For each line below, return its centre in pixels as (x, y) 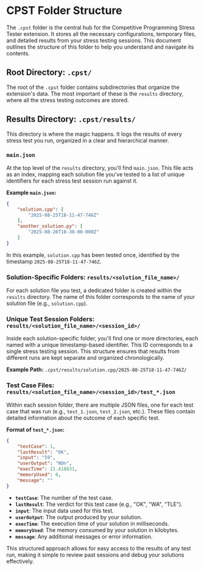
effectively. (20, 561)
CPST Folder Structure (65, 11)
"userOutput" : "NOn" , (44, 463)
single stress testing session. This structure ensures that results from (93, 351)
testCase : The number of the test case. (64, 497)
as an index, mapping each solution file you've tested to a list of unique (95, 174)
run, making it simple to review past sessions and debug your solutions (95, 555)
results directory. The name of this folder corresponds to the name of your (101, 297)
